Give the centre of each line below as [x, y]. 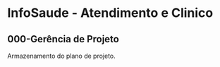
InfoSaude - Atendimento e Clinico [110, 13]
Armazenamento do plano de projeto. [61, 56]
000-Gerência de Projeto [63, 39]
